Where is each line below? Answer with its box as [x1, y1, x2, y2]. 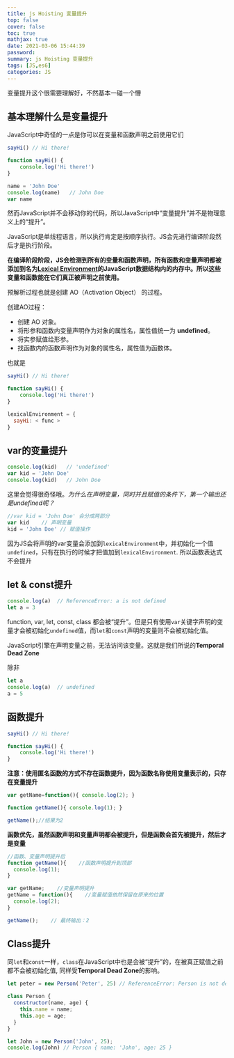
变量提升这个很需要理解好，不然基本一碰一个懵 [7, 88, 141, 97]
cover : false [7, 23, 45, 30]
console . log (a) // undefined [7, 684, 95, 691]
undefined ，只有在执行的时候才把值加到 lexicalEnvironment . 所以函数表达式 [7, 547, 223, 556]
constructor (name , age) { [13, 999, 89, 1006]
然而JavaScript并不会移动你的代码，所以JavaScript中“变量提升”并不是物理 [7, 209, 220, 217]
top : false [7, 17, 39, 24]
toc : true [7, 29, 36, 37]
